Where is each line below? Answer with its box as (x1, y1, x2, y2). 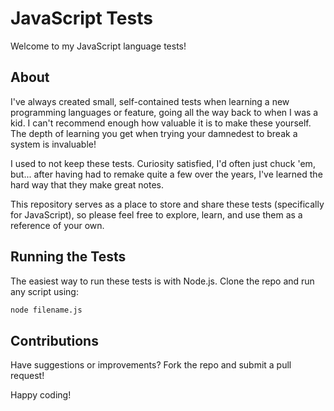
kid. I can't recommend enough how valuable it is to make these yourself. (10, 117, 312, 129)
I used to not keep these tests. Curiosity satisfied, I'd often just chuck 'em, (10, 157, 316, 169)
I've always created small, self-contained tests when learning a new (10, 95, 290, 107)
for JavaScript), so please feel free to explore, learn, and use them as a (10, 208, 303, 221)
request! (10, 370, 45, 382)
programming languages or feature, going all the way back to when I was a (10, 106, 319, 118)
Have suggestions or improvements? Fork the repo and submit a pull (10, 359, 292, 371)
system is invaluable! (10, 138, 97, 150)
